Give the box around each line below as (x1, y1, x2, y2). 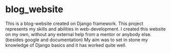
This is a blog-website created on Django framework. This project (5, 20, 144, 26)
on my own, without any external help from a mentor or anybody (5, 31, 140, 37)
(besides (5, 37, 24, 43)
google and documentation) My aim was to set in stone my (25, 37, 148, 43)
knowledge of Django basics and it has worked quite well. (5, 42, 127, 48)
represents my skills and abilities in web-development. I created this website (5, 25, 166, 32)
